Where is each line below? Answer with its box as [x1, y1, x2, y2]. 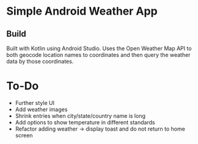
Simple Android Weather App [6, 4, 158, 18]
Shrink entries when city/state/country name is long [15, 112, 145, 120]
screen [15, 131, 33, 139]
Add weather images [15, 106, 68, 113]
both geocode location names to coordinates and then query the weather [6, 51, 191, 59]
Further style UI [15, 99, 55, 106]
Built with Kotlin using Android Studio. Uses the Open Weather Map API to [6, 45, 192, 52]
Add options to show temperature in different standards [15, 118, 155, 126]
